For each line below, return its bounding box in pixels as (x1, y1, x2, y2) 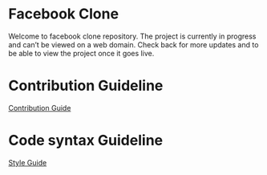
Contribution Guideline (8, 77, 164, 95)
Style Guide (8, 157, 47, 167)
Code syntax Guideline (8, 132, 163, 149)
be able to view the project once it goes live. (8, 48, 155, 58)
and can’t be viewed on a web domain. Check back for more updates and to (8, 39, 259, 49)
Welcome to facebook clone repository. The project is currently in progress (8, 31, 257, 41)
